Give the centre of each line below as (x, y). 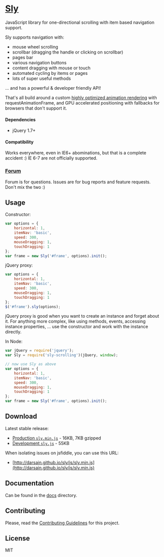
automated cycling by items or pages (50, 73)
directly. (13, 332)
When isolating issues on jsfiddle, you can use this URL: (62, 453)
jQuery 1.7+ (24, 131)
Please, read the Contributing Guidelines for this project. (62, 523)
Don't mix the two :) (25, 187)
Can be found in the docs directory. (41, 495)
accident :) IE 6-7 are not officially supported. (51, 158)
